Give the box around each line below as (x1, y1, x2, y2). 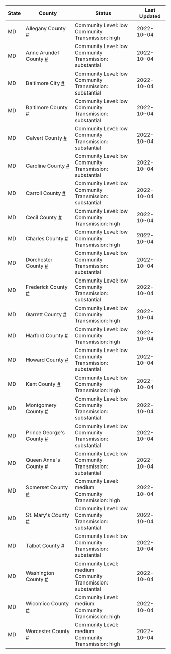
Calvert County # (25, 135, 67, 142)
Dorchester (25, 256, 53, 263)
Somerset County (25, 484, 68, 491)
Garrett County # (25, 311, 67, 318)
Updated (139, 13, 161, 20)
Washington (25, 570, 55, 576)
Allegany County (25, 25, 66, 32)
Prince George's (25, 429, 65, 436)
